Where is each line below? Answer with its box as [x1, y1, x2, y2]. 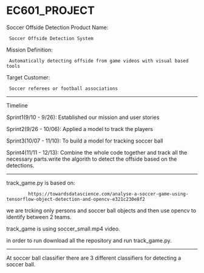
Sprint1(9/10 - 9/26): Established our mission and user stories [6, 113, 160, 121]
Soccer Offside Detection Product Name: [6, 24, 109, 31]
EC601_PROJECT [6, 4, 95, 18]
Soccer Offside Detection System [8, 35, 94, 41]
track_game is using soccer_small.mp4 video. [6, 225, 120, 232]
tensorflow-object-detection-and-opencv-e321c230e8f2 [6, 196, 146, 202]
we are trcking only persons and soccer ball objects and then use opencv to [6, 207, 196, 214]
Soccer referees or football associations [8, 86, 118, 92]
